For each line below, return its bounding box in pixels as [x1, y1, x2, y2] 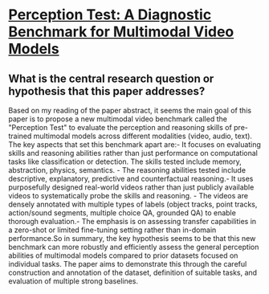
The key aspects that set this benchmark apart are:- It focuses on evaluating [8, 140, 261, 149]
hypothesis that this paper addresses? [8, 84, 206, 98]
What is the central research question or [8, 71, 214, 85]
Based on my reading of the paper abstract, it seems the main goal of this [8, 106, 251, 115]
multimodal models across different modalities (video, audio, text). [33, 131, 253, 141]
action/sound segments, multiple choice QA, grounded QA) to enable [8, 208, 237, 218]
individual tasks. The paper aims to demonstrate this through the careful [8, 259, 247, 268]
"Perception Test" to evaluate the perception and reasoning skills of [8, 123, 233, 132]
